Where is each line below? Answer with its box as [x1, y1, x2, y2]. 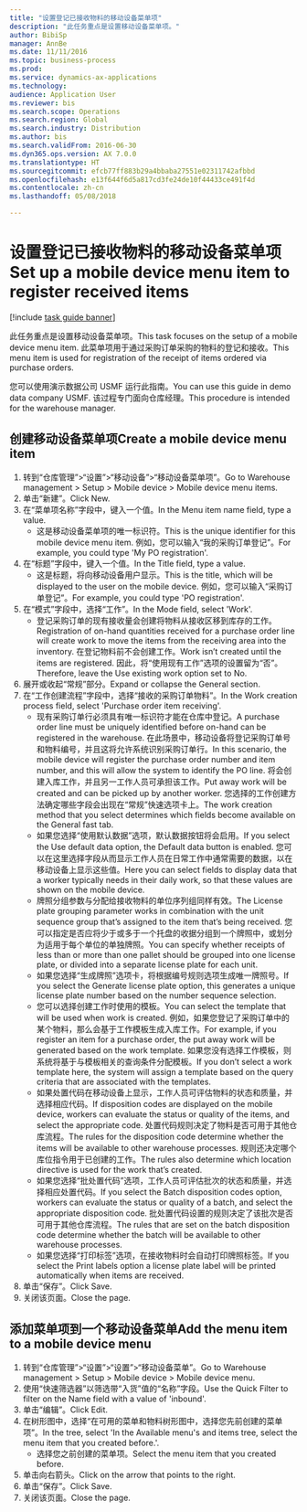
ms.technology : [9, 81, 68, 91]
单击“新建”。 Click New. [22, 493, 111, 504]
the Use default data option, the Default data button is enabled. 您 [36, 841, 285, 852]
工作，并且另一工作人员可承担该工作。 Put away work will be [60, 776, 288, 787]
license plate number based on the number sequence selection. [36, 989, 277, 1001]
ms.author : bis [9, 133, 68, 142]
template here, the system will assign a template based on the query [36, 1066, 294, 1077]
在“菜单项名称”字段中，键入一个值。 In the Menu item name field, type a [22, 504, 291, 515]
